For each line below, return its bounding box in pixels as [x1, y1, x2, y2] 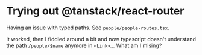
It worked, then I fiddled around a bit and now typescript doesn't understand [6, 35, 196, 42]
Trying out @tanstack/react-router [6, 4, 185, 18]
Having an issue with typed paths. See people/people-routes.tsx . [6, 24, 170, 31]
